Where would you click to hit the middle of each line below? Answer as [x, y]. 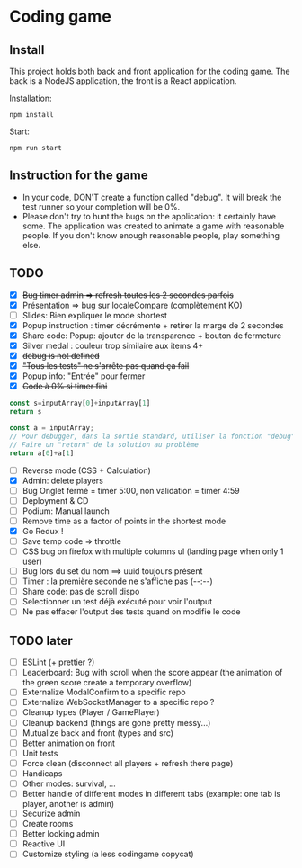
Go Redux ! [43, 531]
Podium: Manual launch [66, 511]
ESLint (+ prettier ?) [58, 662]
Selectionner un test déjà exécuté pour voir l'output [117, 602]
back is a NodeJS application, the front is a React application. [123, 81]
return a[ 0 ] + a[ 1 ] [42, 453]
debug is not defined [61, 356]
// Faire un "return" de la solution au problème [104, 444]
